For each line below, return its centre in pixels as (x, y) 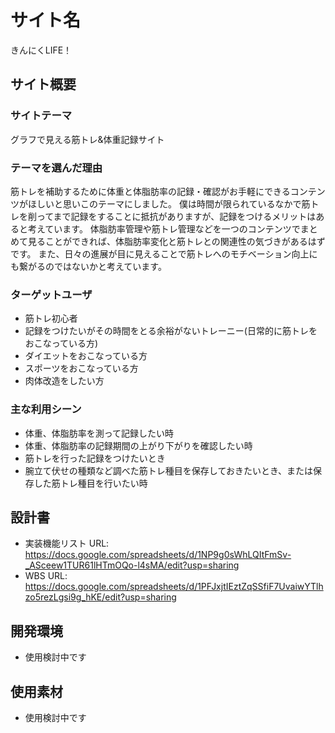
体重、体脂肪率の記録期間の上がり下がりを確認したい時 (138, 445)
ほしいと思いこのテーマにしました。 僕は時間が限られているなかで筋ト (173, 203)
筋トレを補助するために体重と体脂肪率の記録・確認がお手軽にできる (150, 191)
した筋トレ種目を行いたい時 (90, 483)
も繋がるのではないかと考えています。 (88, 266)
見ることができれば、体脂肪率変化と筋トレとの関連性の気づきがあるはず (176, 241)
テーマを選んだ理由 (56, 168)
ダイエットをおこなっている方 (86, 356)
